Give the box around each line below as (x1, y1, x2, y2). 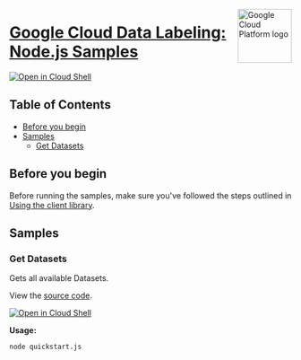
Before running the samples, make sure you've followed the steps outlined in (9, 189, 292, 201)
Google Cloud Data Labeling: (9, 22, 227, 43)
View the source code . (9, 290, 92, 301)
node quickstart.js (9, 342, 82, 352)
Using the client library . (9, 199, 95, 210)
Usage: (9, 325, 38, 336)
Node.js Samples (9, 41, 139, 62)
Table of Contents (9, 97, 112, 112)
